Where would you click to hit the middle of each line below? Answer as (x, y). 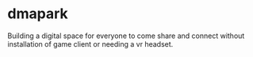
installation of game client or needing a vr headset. (90, 44)
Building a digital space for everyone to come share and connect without (126, 36)
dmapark (38, 14)
